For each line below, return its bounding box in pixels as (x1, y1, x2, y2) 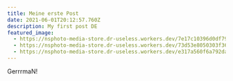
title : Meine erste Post (7, 10, 79, 17)
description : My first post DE (7, 23, 98, 30)
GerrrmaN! (7, 67, 38, 76)
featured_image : (7, 29, 54, 36)
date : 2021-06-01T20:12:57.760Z (7, 16, 101, 23)
